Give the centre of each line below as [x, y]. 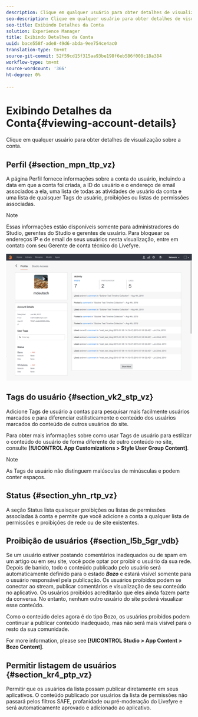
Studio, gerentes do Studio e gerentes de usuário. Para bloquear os [88, 233]
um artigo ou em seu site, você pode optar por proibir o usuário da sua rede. [99, 561]
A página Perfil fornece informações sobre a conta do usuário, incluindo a [96, 179]
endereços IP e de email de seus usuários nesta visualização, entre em [92, 239]
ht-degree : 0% [24, 75]
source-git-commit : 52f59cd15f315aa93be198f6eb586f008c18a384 [84, 56]
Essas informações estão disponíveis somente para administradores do [93, 227]
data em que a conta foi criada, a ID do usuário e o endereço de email [91, 185]
